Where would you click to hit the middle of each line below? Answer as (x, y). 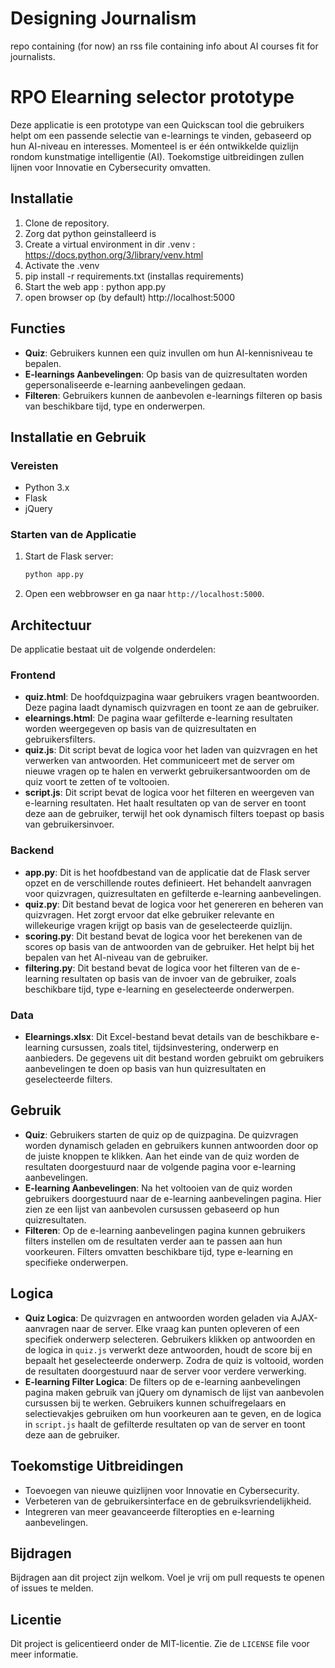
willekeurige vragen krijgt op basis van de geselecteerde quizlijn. (158, 925)
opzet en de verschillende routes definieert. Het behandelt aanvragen (168, 883)
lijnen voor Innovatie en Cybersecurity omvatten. (110, 167)
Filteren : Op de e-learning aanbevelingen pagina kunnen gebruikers (165, 1230)
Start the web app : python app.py (95, 286)
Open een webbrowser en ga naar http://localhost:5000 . (144, 594)
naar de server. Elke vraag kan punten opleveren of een (185, 1328)
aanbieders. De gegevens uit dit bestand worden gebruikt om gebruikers (174, 1058)
